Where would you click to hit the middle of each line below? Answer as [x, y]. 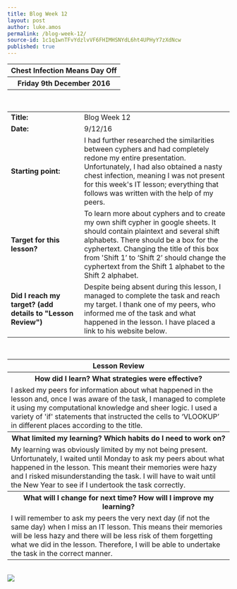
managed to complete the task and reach [152, 296]
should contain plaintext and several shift [152, 231]
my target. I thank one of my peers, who [150, 304]
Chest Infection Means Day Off [64, 70]
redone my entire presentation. [135, 158]
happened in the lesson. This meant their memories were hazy [114, 467]
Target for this [35, 240]
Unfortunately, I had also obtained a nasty [153, 167]
